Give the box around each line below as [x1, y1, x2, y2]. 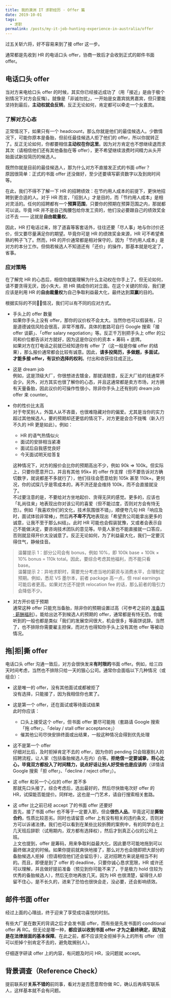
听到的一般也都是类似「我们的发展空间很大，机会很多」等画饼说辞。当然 [12, 617, 164, 624]
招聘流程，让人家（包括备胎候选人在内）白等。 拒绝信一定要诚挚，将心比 [12, 755, 164, 761]
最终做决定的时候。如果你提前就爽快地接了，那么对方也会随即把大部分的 [12, 847, 164, 853]
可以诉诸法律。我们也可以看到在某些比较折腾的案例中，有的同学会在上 [17, 821, 164, 827]
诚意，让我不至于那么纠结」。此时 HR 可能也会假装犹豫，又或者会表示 [12, 519, 158, 525]
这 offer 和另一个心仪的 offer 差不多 [12, 779, 88, 785]
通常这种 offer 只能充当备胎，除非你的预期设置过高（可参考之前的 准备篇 [12, 604, 165, 611]
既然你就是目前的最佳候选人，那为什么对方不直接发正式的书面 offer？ [5, 164, 151, 171]
